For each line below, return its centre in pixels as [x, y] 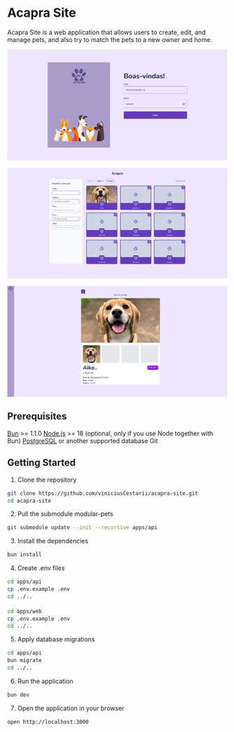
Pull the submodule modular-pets [65, 514]
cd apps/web [24, 611]
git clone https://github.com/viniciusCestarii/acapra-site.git [103, 493]
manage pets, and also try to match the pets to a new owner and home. [110, 39]
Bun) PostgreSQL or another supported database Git [83, 440]
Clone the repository [47, 480]
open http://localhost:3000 [48, 722]
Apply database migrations [56, 639]
